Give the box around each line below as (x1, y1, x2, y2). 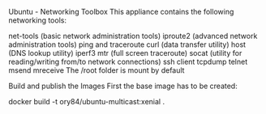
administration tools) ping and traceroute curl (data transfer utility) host (8, 40, 246, 49)
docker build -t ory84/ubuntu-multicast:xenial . (8, 97, 165, 106)
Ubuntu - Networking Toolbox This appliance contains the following (8, 7, 234, 16)
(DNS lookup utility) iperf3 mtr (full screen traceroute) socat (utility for (8, 49, 242, 57)
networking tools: (8, 15, 67, 25)
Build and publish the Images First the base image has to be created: (8, 81, 238, 91)
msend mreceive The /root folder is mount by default (8, 65, 185, 75)
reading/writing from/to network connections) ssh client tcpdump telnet (8, 57, 248, 66)
